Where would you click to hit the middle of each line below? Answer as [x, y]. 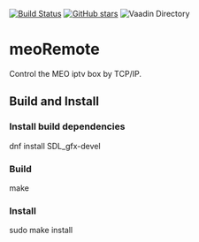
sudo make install [41, 231]
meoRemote [54, 49]
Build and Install [54, 102]
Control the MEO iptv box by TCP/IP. [75, 73]
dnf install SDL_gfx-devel [55, 146]
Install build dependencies [67, 126]
